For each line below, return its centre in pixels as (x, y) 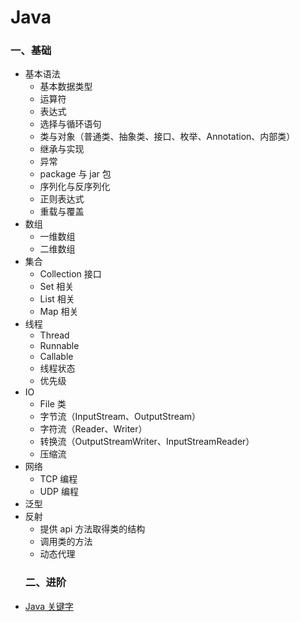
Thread (54, 335)
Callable (56, 357)
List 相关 (57, 299)
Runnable (59, 346)
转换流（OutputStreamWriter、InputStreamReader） (147, 442)
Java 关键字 (49, 606)
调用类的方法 (66, 542)
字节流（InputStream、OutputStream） (120, 417)
